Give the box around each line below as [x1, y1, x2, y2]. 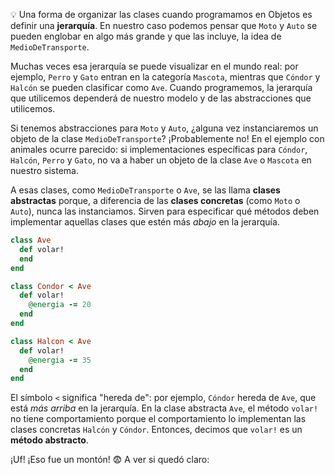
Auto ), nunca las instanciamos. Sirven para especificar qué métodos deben [10, 205, 320, 217]
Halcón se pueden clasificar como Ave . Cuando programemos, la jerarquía [10, 82, 313, 93]
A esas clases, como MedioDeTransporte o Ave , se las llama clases [10, 184, 281, 196]
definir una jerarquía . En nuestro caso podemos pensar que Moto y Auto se [10, 20, 318, 31]
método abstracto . [10, 434, 89, 446]
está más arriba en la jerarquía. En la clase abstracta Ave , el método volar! [10, 402, 319, 414]
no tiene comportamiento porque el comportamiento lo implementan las [10, 413, 307, 425]
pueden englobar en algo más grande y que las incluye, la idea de [10, 30, 282, 42]
